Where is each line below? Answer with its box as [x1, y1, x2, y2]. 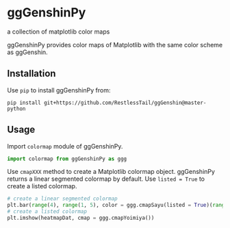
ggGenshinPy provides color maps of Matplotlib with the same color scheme [7, 40, 223, 49]
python [7, 105, 26, 112]
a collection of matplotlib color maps [7, 27, 110, 36]
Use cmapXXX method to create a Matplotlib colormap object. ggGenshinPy [7, 168, 216, 176]
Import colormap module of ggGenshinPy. [7, 142, 123, 150]
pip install [7, 99, 41, 106]
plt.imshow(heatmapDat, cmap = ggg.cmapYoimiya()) [7, 214, 155, 222]
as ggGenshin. [7, 48, 48, 56]
